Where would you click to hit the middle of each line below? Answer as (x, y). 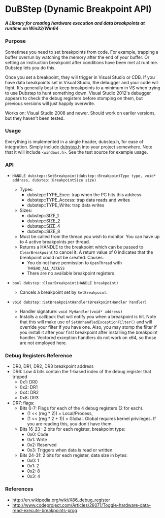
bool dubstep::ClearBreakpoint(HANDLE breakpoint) (65, 283)
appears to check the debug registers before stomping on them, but (74, 98)
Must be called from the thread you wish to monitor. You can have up (90, 237)
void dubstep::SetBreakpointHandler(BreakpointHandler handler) (80, 302)
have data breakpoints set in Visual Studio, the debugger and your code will (82, 82)
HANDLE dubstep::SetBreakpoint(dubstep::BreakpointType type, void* (84, 176)
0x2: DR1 (29, 387)
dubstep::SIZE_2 (44, 221)
